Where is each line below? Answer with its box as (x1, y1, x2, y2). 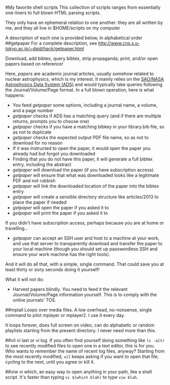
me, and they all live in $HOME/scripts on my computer (5, 25, 120, 31)
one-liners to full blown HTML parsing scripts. (5, 10, 101, 16)
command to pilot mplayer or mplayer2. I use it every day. (5, 312, 125, 318)
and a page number (12, 108, 54, 113)
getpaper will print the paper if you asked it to (12, 210, 108, 216)
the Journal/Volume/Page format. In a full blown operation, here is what (5, 87, 154, 93)
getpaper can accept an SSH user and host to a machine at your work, (12, 235, 160, 241)
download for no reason (12, 140, 63, 146)
